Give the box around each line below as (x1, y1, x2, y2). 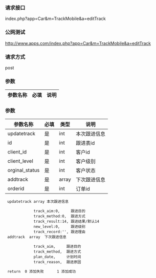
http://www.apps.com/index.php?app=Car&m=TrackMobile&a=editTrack (5, 40, 151, 46)
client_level (7, 158, 33, 165)
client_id (7, 149, 27, 155)
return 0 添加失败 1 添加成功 (7, 269, 76, 274)
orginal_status (7, 167, 40, 174)
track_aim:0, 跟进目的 (33, 209, 86, 214)
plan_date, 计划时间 (33, 255, 82, 259)
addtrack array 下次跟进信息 (7, 235, 67, 240)
